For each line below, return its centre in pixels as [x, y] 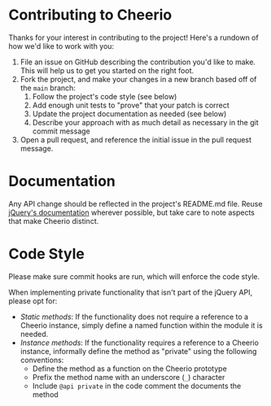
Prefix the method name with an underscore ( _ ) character [129, 377]
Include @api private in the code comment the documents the [137, 386]
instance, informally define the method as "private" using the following [138, 351]
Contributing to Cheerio [90, 15]
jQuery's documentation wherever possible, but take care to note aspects [131, 212]
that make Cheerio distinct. [54, 220]
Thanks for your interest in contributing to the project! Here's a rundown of [133, 37]
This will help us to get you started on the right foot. [107, 70]
